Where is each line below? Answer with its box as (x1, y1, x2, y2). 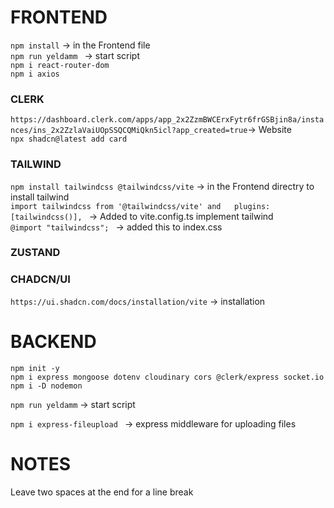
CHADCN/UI (10, 272, 71, 286)
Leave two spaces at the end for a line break (10, 486, 194, 498)
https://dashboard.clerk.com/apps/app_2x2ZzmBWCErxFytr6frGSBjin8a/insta (10, 115, 325, 125)
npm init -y (10, 363, 60, 373)
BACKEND (10, 330, 97, 353)
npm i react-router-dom (10, 60, 110, 70)
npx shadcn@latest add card (10, 134, 128, 145)
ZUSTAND (10, 246, 61, 260)
